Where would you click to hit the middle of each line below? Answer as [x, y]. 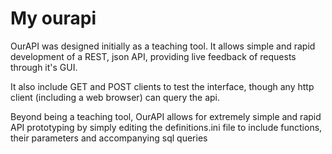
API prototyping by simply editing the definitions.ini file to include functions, [166, 127]
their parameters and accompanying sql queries [109, 138]
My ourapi [53, 18]
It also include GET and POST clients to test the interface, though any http [162, 86]
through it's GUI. [44, 67]
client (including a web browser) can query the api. [115, 97]
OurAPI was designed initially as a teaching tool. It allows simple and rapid [163, 46]
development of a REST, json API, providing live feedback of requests [153, 56]
